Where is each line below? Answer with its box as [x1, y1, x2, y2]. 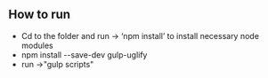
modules [20, 40, 54, 51]
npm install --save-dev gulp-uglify [20, 49, 148, 60]
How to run [8, 7, 71, 22]
